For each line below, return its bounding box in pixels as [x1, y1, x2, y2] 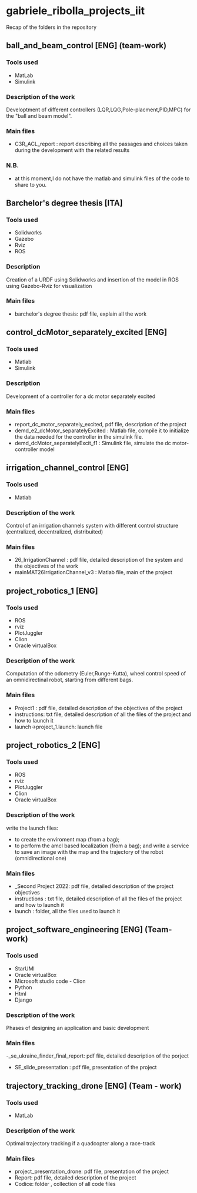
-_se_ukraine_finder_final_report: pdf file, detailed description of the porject [6, 1052, 189, 1059]
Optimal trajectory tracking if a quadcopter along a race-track [6, 1140, 156, 1147]
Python [14, 983, 32, 990]
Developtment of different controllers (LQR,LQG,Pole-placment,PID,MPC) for [6, 106, 191, 113]
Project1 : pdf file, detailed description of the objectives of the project [14, 704, 183, 711]
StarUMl [14, 965, 35, 972]
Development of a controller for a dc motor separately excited [6, 393, 156, 400]
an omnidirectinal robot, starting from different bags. [6, 676, 133, 684]
